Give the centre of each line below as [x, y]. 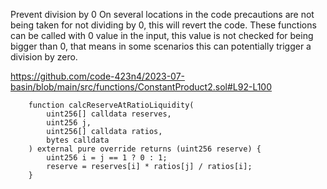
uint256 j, [69, 123]
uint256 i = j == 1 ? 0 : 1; [107, 158]
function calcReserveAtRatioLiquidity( [111, 105]
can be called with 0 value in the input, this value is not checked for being [162, 35]
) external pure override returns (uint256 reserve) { [145, 149]
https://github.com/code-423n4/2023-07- [98, 76]
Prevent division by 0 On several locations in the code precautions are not [162, 14]
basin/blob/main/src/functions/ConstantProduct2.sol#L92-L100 [141, 87]
